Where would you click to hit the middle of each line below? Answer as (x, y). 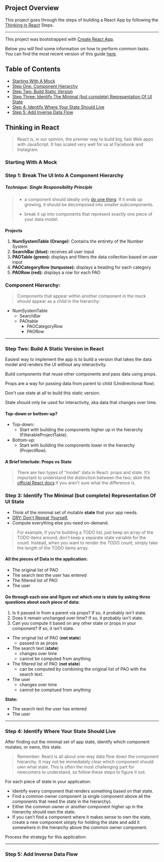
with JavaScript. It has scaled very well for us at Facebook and (80, 144)
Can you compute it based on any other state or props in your (74, 623)
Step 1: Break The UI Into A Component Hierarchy (64, 176)
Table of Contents (33, 69)
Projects (14, 230)
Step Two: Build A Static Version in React (54, 348)
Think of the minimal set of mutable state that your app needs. (75, 512)
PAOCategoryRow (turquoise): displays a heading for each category (82, 267)
